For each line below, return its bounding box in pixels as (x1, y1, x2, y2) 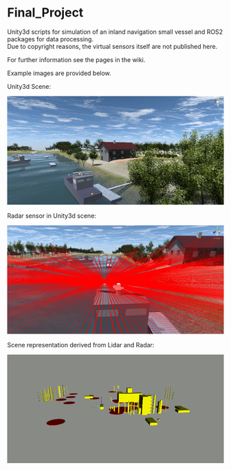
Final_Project (7, 5, 84, 21)
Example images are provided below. (7, 69, 111, 77)
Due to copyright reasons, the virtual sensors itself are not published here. (7, 42, 218, 50)
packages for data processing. (7, 34, 94, 43)
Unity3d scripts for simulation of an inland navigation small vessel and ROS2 (7, 28, 223, 36)
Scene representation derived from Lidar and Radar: (7, 340, 155, 349)
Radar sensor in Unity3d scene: (7, 212, 96, 220)
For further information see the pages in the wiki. (7, 55, 146, 63)
